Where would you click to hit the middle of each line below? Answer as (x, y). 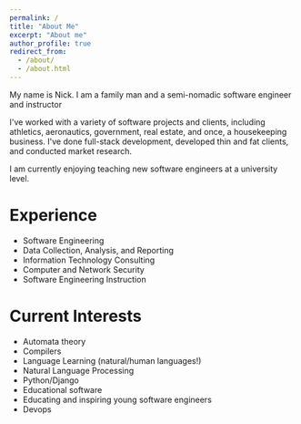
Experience (53, 216)
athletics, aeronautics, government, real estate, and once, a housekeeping (148, 131)
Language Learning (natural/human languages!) (112, 360)
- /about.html (44, 69)
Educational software (62, 389)
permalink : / (34, 18)
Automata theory (54, 341)
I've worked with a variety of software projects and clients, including (137, 122)
